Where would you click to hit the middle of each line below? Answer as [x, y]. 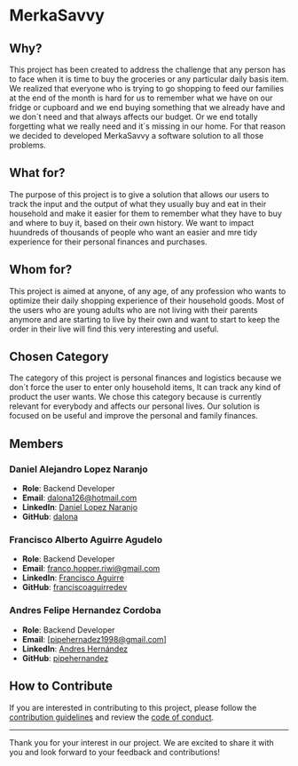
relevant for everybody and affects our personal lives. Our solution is [134, 406]
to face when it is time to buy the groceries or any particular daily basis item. [149, 79]
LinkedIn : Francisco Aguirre [73, 578]
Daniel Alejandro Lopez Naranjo [78, 469]
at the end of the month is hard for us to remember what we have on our [141, 98]
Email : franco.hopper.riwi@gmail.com [91, 569]
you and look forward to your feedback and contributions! [114, 752]
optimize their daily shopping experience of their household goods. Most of [147, 300]
